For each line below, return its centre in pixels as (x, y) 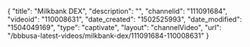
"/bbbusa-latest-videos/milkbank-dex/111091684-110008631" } (108, 35)
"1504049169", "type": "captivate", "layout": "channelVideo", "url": (114, 27)
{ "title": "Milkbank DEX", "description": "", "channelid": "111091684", (118, 11)
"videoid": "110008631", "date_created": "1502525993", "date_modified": (125, 19)
